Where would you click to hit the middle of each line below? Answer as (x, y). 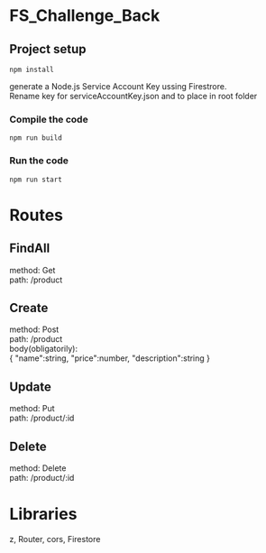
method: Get (32, 270)
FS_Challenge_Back (85, 16)
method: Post (34, 329)
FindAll (30, 249)
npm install (32, 69)
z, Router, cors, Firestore (55, 539)
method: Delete (38, 468)
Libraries (43, 514)
